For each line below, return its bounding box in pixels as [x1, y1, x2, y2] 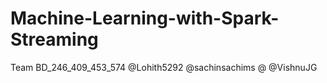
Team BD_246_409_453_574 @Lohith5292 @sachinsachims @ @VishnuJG [10, 61, 318, 73]
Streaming [10, 28, 99, 51]
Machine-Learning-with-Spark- [10, 7, 280, 30]
